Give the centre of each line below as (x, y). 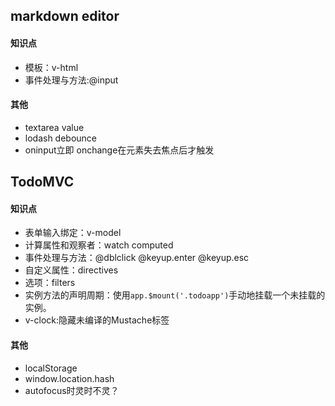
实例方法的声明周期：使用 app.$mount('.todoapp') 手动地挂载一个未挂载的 (175, 295)
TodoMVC (42, 182)
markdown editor (65, 16)
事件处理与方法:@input (71, 80)
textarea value (54, 127)
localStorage (51, 368)
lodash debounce (61, 138)
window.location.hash (69, 378)
